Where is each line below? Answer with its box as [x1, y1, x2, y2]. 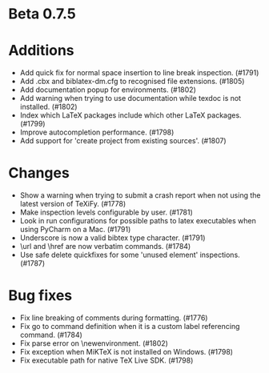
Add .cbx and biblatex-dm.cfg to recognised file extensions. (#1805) [19, 77, 245, 86]
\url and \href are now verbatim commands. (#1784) [19, 242, 191, 251]
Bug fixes [8, 287, 73, 305]
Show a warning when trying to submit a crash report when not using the [19, 191, 261, 200]
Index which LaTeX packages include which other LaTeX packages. [19, 110, 242, 120]
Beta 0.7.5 [8, 5, 76, 23]
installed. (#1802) [19, 102, 78, 112]
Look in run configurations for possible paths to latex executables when [19, 216, 256, 226]
